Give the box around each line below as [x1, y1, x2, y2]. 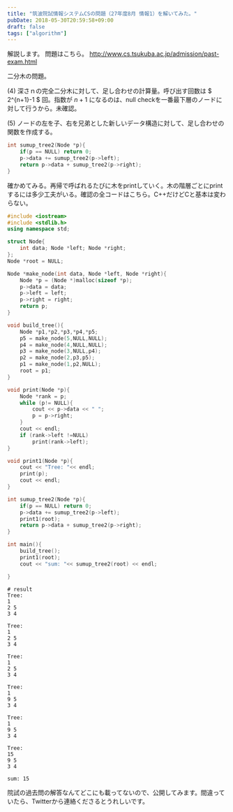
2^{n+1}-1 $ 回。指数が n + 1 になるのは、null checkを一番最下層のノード [7, 96, 216, 104]
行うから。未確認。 [25, 104, 81, 112]
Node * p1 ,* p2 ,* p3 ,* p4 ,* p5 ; [20, 328, 98, 335]
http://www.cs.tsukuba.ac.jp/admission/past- [89, 50, 220, 58]
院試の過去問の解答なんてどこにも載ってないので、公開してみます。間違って [7, 788, 225, 797]
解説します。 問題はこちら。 [7, 50, 89, 58]
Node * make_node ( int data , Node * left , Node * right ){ [7, 270, 167, 277]
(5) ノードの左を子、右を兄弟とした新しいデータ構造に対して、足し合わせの [7, 119, 225, 128]
